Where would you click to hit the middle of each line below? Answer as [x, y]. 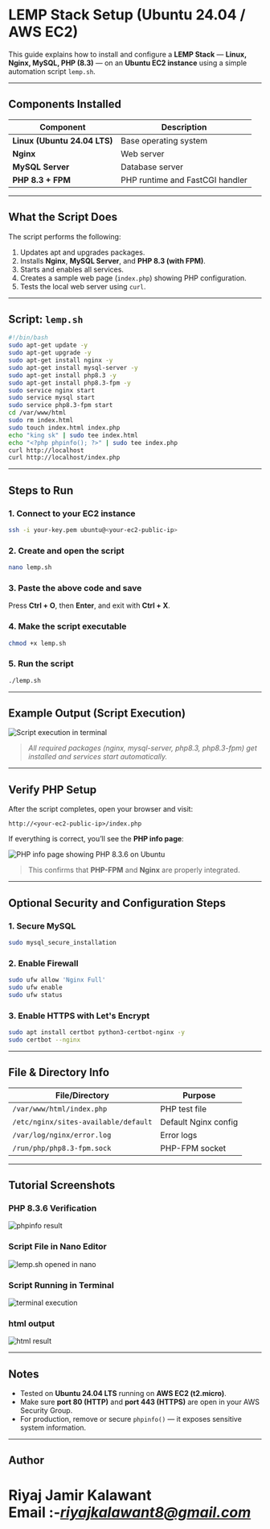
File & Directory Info [59, 1072]
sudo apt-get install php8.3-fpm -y [70, 383]
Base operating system [164, 140]
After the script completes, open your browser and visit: [101, 809]
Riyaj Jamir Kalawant [80, 1495]
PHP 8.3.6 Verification [53, 1208]
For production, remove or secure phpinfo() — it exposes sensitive [131, 1419]
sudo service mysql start [51, 398]
